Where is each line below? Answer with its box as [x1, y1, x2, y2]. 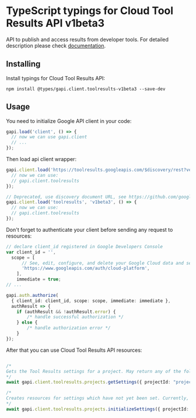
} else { [16, 320, 38, 326]
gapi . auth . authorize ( [6, 292, 59, 298]
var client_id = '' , [6, 249, 57, 255]
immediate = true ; [16, 276, 61, 282]
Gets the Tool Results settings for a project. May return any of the [6, 368, 181, 374]
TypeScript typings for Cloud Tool [6, 4, 174, 18]
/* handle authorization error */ [27, 325, 111, 331]
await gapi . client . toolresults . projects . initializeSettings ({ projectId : [6, 406, 190, 412]
